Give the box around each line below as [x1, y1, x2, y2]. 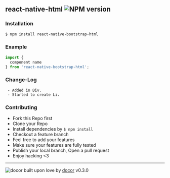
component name [10, 60, 42, 65]
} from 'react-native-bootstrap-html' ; [5, 64, 90, 70]
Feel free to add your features [12, 137, 75, 143]
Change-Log [5, 76, 37, 83]
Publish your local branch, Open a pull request [12, 147, 109, 154]
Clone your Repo [12, 121, 48, 127]
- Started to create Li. [7, 92, 60, 97]
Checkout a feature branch [12, 132, 69, 138]
